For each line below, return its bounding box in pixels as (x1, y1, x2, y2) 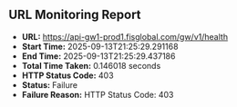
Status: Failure (21, 79, 78, 90)
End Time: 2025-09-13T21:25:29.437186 (21, 50, 176, 62)
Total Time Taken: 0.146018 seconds (21, 60, 161, 71)
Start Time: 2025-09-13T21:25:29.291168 (21, 41, 179, 52)
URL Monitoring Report (8, 7, 142, 23)
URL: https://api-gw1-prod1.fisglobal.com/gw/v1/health (21, 31, 229, 42)
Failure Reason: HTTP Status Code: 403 (21, 89, 174, 100)
